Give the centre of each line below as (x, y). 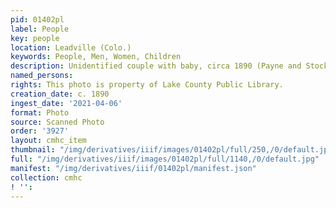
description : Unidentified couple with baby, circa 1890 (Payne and (156, 66)
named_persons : (42, 76)
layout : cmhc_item (48, 141)
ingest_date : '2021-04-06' (66, 103)
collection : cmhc (46, 177)
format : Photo (40, 112)
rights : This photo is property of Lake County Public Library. (147, 85)
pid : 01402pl (37, 19)
